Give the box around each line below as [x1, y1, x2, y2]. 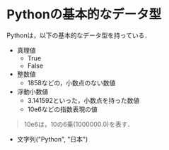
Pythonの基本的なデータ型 [6, 6, 162, 23]
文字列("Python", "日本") [16, 135, 88, 143]
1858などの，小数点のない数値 [27, 78, 116, 87]
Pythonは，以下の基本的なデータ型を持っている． [6, 31, 151, 39]
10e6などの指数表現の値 [27, 105, 98, 113]
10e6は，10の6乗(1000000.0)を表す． [23, 120, 134, 128]
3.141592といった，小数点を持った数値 [27, 96, 140, 104]
